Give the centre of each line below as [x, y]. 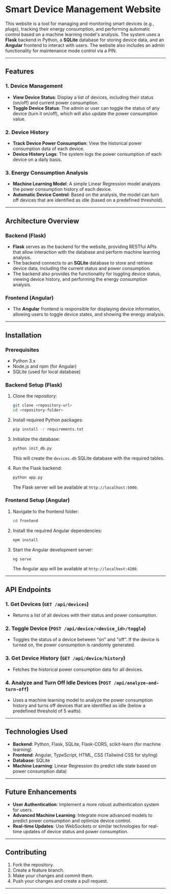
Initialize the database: [36, 439]
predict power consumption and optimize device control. [72, 820]
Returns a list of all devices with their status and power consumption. [85, 615]
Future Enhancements [41, 792]
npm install [25, 540]
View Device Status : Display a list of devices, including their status [83, 97]
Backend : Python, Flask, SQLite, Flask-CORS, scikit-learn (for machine [87, 744]
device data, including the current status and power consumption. [82, 268]
